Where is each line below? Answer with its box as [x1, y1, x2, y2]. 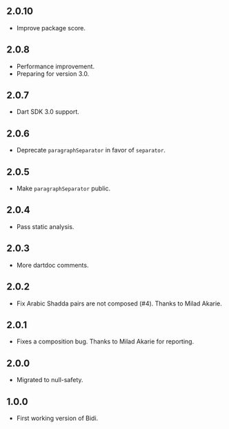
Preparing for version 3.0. [16, 69, 90, 78]
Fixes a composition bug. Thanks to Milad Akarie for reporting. [16, 337, 195, 346]
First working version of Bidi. [16, 414, 99, 422]
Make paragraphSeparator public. [16, 184, 111, 192]
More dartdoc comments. [16, 261, 89, 269]
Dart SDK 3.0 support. [16, 108, 80, 116]
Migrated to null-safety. [16, 376, 83, 384]
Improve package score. [16, 23, 86, 32]
